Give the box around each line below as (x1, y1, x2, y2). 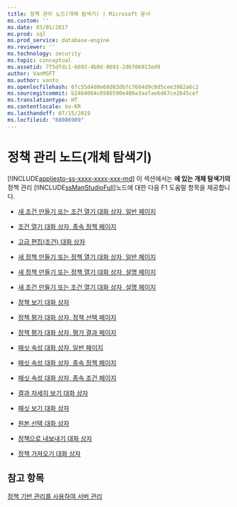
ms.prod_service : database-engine (7, 37, 110, 44)
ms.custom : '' (7, 17, 50, 24)
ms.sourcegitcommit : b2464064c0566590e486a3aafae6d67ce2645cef (7, 90, 199, 97)
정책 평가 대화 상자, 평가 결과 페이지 (17, 328, 117, 337)
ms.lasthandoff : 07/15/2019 (7, 110, 91, 117)
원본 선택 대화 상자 (17, 419, 70, 427)
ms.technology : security (7, 51, 81, 58)
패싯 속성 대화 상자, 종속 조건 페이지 (17, 373, 117, 382)
